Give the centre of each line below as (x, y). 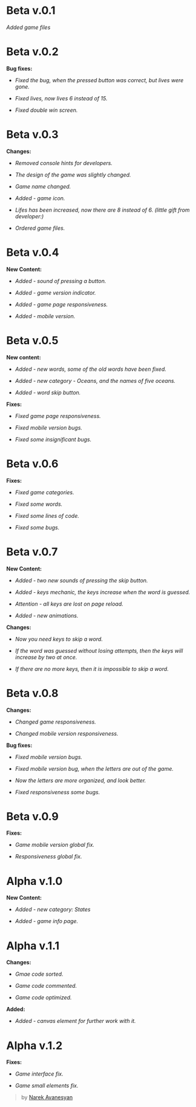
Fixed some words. (39, 504)
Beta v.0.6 (32, 464)
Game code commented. (46, 986)
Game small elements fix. (47, 1086)
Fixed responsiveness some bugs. (57, 792)
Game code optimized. (43, 998)
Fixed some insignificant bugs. (53, 439)
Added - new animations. (47, 615)
